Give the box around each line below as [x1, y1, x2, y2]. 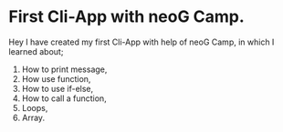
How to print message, [21, 64, 108, 75]
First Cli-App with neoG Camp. [8, 6, 246, 27]
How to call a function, [21, 93, 107, 104]
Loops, [21, 102, 48, 113]
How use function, [21, 73, 91, 84]
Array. [21, 112, 46, 123]
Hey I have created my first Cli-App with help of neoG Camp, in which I [8, 36, 275, 47]
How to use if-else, [21, 83, 94, 94]
